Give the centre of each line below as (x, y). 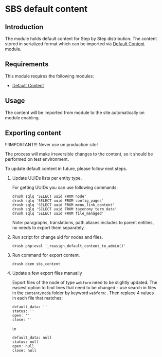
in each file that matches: (37, 298)
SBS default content (46, 9)
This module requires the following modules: (50, 76)
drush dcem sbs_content (36, 264)
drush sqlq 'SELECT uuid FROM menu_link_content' (63, 205)
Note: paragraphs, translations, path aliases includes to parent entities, (83, 223)
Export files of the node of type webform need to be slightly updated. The (85, 282)
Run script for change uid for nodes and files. (57, 237)
